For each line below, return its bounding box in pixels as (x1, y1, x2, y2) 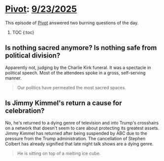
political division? (5, 51, 61, 60)
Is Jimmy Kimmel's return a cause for (5, 99, 122, 107)
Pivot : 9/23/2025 (5, 3, 77, 15)
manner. (5, 75, 22, 81)
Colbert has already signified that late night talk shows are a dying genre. (5, 141, 154, 147)
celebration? (5, 107, 45, 115)
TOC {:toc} (12, 29, 34, 35)
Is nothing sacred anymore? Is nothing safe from (5, 43, 157, 52)
